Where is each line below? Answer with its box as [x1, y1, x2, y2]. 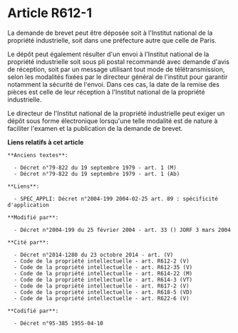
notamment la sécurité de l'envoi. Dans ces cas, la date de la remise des [7, 80, 219, 88]
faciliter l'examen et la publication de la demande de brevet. [7, 124, 183, 132]
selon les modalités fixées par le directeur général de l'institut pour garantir [7, 73, 228, 81]
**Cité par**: [7, 238, 50, 246]
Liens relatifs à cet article [7, 137, 84, 147]
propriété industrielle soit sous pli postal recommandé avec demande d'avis [7, 57, 230, 65]
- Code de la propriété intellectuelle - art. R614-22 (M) [14, 270, 193, 277]
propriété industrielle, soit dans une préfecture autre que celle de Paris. [7, 36, 217, 44]
